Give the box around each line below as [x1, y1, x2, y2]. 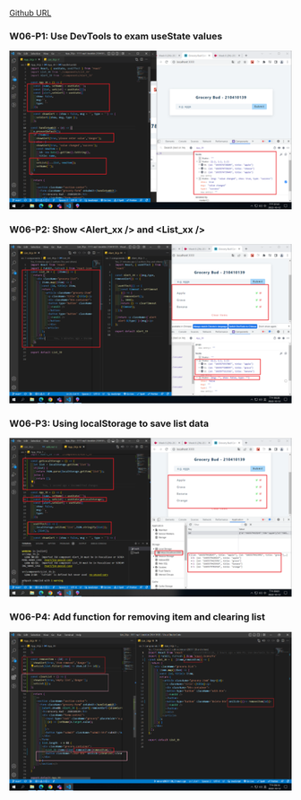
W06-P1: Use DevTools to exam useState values [9, 30, 223, 42]
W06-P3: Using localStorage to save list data [9, 417, 209, 430]
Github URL [9, 8, 52, 18]
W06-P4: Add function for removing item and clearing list [9, 611, 266, 623]
